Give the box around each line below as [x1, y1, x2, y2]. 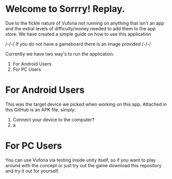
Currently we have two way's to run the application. [5, 51, 114, 57]
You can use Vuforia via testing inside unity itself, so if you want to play [5, 157, 156, 163]
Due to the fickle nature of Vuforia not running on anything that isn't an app [5, 20, 164, 26]
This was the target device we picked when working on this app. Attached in [5, 101, 167, 107]
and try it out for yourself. [5, 168, 59, 174]
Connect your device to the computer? [12, 116, 95, 123]
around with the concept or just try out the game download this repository [5, 162, 162, 168]
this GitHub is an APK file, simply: [5, 106, 76, 113]
